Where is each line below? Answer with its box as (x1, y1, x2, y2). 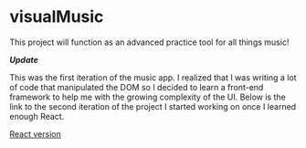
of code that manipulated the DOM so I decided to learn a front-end (9, 81, 264, 92)
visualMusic (9, 6, 104, 27)
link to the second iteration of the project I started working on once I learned (9, 100, 297, 111)
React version (9, 128, 61, 139)
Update (9, 54, 38, 65)
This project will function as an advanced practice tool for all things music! (9, 37, 290, 48)
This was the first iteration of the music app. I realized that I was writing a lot (9, 71, 297, 83)
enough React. (9, 111, 65, 122)
